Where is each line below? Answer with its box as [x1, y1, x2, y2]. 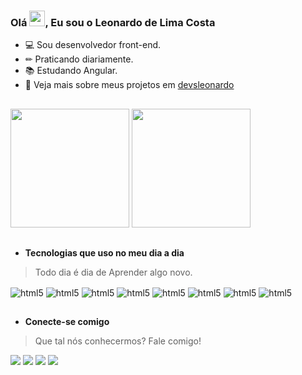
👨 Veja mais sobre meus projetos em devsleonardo [24, 79, 235, 91]
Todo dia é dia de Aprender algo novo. [34, 266, 193, 279]
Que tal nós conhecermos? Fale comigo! [34, 335, 202, 347]
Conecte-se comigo [24, 316, 110, 328]
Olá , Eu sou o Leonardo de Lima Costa [10, 15, 216, 29]
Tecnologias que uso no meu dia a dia [24, 247, 185, 259]
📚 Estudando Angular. [24, 65, 118, 77]
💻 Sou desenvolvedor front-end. [24, 39, 162, 51]
